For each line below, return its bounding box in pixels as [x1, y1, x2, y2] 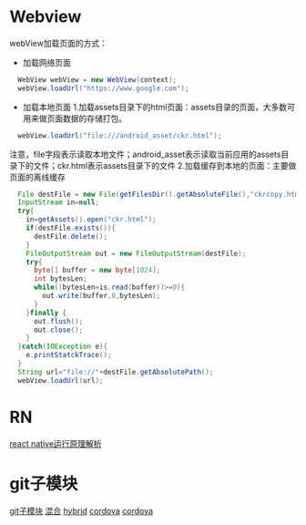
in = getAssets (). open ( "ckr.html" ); [25, 215, 157, 224]
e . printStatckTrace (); [25, 351, 112, 360]
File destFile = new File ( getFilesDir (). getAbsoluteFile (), [17, 190, 250, 199]
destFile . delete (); [33, 232, 107, 241]
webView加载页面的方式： [9, 37, 107, 48]
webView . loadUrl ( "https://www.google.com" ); [17, 84, 189, 93]
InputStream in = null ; [17, 198, 100, 207]
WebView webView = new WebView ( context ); [17, 75, 178, 84]
